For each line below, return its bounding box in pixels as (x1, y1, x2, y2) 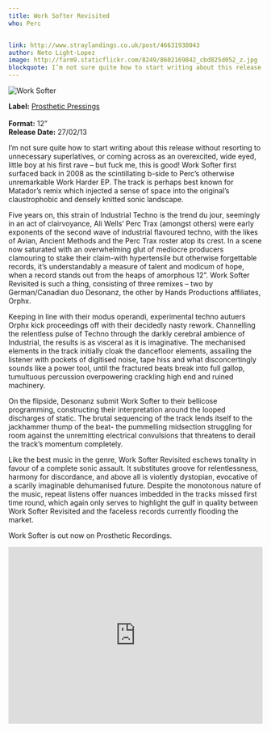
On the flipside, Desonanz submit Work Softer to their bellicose (8, 396, 218, 405)
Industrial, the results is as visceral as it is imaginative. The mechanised (8, 337, 246, 347)
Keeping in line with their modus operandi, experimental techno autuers (8, 312, 246, 321)
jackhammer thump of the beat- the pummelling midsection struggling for (8, 422, 252, 431)
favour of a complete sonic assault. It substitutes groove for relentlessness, (8, 463, 259, 473)
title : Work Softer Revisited (8, 11, 110, 20)
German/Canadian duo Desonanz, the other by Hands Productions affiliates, (8, 288, 261, 297)
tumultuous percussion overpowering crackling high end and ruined (8, 372, 234, 381)
